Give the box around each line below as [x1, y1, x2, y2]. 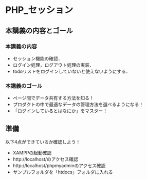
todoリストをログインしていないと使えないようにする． [12, 68, 131, 74]
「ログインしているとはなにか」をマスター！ [12, 108, 108, 114]
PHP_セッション [5, 4, 73, 16]
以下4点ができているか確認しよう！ [5, 138, 81, 145]
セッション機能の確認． [12, 55, 63, 62]
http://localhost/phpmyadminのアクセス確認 [12, 162, 106, 169]
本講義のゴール [5, 82, 43, 89]
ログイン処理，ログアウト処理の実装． [12, 62, 94, 68]
